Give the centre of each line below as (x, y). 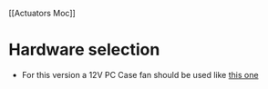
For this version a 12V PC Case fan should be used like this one (140, 74)
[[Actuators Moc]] (42, 13)
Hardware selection (84, 50)
